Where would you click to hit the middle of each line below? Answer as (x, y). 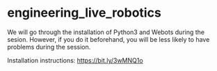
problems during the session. (49, 47)
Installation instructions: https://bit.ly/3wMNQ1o (75, 60)
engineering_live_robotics (84, 13)
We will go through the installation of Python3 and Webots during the (106, 32)
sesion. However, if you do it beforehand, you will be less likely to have (108, 39)
